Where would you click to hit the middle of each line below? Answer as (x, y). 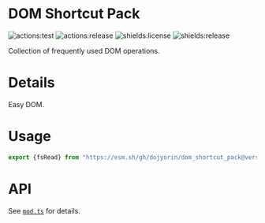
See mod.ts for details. (44, 210)
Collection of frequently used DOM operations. (84, 50)
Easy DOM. (26, 104)
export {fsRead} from (44, 157)
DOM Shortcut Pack (74, 14)
